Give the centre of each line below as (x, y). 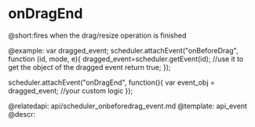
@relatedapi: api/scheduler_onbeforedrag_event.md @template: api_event (127, 106)
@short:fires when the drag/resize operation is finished (97, 35)
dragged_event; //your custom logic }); (71, 90)
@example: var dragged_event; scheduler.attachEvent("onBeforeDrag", (123, 50)
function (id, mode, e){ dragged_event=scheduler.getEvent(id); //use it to (126, 59)
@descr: (22, 114)
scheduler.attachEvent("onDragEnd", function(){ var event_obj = (112, 82)
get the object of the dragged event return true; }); (89, 67)
